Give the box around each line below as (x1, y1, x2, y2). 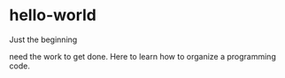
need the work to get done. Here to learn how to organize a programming (9, 51, 276, 61)
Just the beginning (9, 34, 78, 45)
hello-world (9, 5, 97, 25)
